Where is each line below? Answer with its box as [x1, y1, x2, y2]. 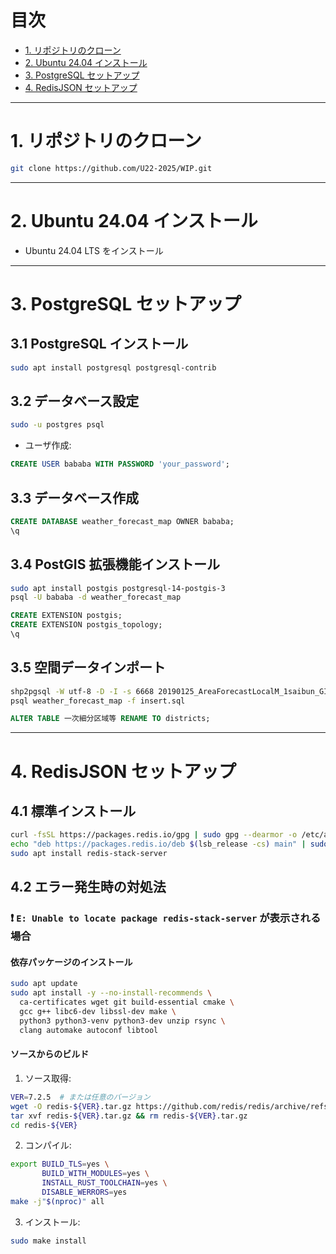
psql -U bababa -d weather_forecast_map [10, 592, 182, 603]
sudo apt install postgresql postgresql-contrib [10, 362, 217, 373]
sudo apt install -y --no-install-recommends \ [10, 988, 213, 998]
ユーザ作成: [24, 439, 72, 451]
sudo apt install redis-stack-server [10, 849, 168, 859]
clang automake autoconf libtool [19, 1025, 159, 1035]
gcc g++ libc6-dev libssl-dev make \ [19, 1007, 177, 1017]
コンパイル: [24, 1139, 72, 1151]
